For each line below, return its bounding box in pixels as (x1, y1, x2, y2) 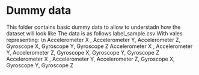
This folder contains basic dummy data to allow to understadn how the (6, 23, 181, 31)
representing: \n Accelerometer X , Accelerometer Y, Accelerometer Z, (6, 36, 181, 43)
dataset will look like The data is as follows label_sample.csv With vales (6, 29, 183, 37)
